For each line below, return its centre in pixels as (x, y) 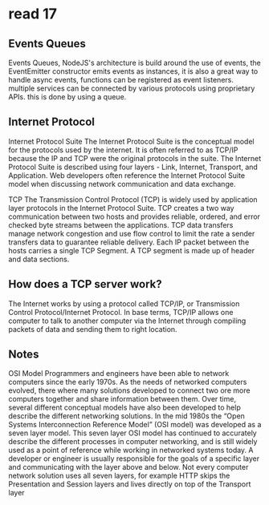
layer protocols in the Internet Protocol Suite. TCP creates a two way (121, 208)
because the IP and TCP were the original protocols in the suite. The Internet (135, 158)
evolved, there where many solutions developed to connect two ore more (129, 390)
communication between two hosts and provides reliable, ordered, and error (134, 216)
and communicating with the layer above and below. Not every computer (128, 467)
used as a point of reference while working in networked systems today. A (131, 450)
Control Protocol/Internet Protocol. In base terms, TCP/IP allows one (121, 312)
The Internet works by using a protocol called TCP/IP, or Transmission (124, 303)
